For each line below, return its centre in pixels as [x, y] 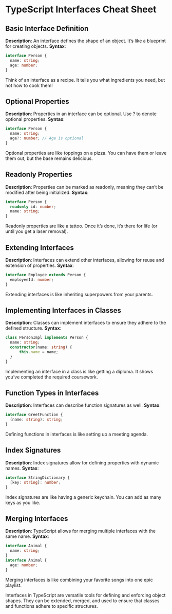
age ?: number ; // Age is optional [47, 138]
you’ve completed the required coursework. [52, 377]
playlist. [14, 585]
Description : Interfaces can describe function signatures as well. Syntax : [83, 405]
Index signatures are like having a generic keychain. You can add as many [83, 497]
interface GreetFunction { [34, 415]
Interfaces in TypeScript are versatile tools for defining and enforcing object [85, 595]
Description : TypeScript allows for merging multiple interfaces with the [80, 531]
